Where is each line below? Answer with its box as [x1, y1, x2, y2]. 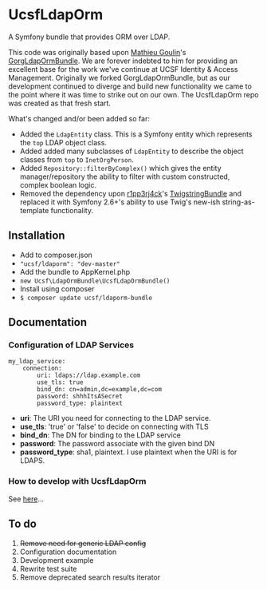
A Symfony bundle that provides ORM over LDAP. [8, 32, 171, 42]
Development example [19, 555, 94, 564]
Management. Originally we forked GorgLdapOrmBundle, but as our [8, 73, 231, 82]
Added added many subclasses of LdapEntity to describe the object [19, 146, 245, 156]
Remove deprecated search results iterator [19, 572, 161, 582]
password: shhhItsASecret [37, 393, 124, 401]
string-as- [222, 197, 255, 207]
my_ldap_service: [8, 358, 66, 366]
